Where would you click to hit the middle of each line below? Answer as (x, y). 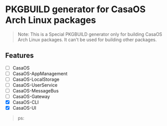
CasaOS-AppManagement (40, 73)
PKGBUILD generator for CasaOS (75, 9)
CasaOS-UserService (35, 85)
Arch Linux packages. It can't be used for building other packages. (87, 40)
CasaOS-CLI (26, 102)
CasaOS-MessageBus (36, 91)
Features (19, 56)
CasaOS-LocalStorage (36, 79)
